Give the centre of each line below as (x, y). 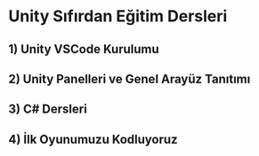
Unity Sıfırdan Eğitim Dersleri (118, 16)
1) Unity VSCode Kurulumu (84, 49)
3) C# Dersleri (48, 109)
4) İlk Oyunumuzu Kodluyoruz (93, 139)
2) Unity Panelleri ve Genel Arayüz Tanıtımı (129, 78)
